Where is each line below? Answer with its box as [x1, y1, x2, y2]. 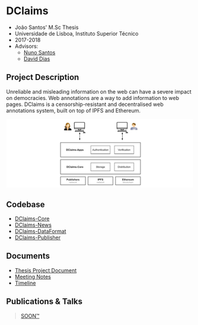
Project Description [6, 72, 79, 82]
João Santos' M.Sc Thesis [14, 24, 79, 31]
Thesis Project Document [14, 266, 77, 273]
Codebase [6, 199, 46, 210]
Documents [6, 251, 50, 261]
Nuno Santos [23, 49, 56, 56]
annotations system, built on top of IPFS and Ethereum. [6, 107, 141, 114]
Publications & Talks [6, 297, 83, 307]
